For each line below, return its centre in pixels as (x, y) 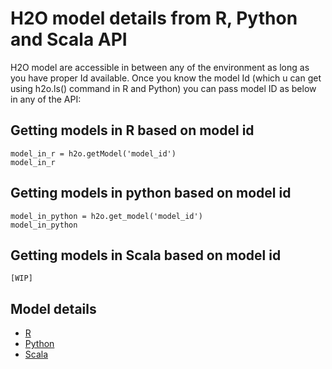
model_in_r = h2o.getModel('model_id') (93, 153)
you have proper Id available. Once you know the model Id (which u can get (166, 78)
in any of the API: (46, 99)
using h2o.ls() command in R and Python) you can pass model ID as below (163, 88)
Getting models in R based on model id (132, 130)
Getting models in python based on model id (151, 193)
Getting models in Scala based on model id (146, 255)
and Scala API (69, 39)
